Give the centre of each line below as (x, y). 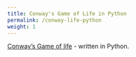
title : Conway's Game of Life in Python (67, 14)
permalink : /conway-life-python (54, 20)
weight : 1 (22, 26)
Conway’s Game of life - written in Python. (68, 47)
